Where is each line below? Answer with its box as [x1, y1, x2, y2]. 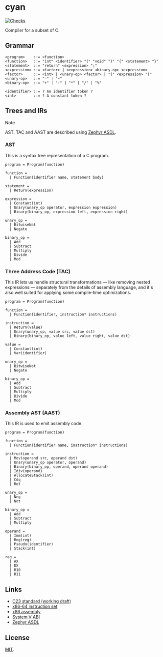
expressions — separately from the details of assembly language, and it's [5, 285, 153, 290]
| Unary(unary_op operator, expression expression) [9, 205, 117, 210]
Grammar [5, 41, 35, 50]
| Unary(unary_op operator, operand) [9, 460, 87, 465]
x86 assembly [12, 609, 41, 615]
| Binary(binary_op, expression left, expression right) [9, 209, 128, 214]
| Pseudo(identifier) [9, 542, 54, 547]
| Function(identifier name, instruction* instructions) [9, 443, 128, 448]
